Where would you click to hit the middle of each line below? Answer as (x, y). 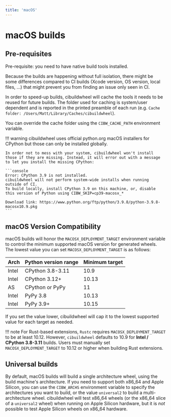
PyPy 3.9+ (37, 304)
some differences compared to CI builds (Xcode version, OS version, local (83, 82)
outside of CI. (21, 184)
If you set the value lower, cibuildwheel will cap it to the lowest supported (82, 317)
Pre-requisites (28, 54)
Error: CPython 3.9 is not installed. (46, 175)
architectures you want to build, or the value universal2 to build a (74, 393)
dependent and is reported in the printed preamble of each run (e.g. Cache (83, 108)
